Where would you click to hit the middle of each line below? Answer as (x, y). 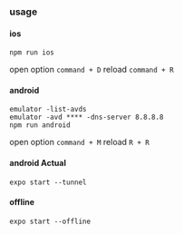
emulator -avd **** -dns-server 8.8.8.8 (87, 117)
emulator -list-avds (48, 110)
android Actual (38, 162)
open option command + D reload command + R (91, 70)
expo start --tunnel (48, 182)
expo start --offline (50, 221)
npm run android (40, 125)
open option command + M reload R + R (79, 142)
